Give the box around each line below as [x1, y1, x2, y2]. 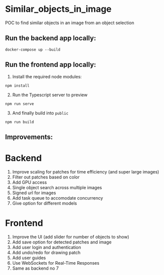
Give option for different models [12, 200, 77, 206]
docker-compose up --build [5, 47, 61, 52]
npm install [5, 83, 30, 88]
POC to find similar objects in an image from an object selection [5, 20, 134, 26]
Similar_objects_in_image [5, 3, 112, 15]
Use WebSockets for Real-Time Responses [12, 260, 99, 266]
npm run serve [5, 101, 34, 106]
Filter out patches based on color [12, 174, 80, 180]
